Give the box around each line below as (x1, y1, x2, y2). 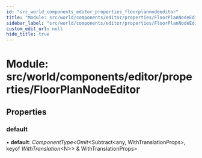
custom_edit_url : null (6, 25, 63, 32)
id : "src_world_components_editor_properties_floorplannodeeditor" (6, 8, 179, 15)
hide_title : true (6, 31, 50, 37)
